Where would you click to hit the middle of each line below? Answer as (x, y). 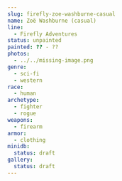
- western (28, 80)
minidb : (19, 147)
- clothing (30, 140)
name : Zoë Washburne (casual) (52, 21)
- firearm (28, 126)
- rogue (25, 113)
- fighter (28, 107)
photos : (19, 54)
